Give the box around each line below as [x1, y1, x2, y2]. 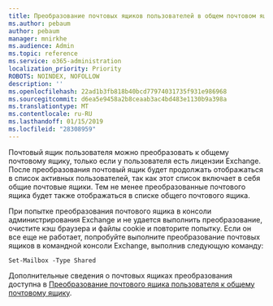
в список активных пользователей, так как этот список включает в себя [8, 173, 261, 183]
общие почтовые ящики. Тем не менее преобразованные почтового [8, 182, 246, 192]
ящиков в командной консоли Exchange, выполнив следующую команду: [8, 240, 264, 250]
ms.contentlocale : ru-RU [8, 110, 93, 119]
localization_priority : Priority [8, 65, 122, 73]
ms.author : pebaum [8, 19, 71, 28]
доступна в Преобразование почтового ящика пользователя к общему [8, 279, 255, 289]
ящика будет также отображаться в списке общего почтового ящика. [8, 190, 250, 200]
